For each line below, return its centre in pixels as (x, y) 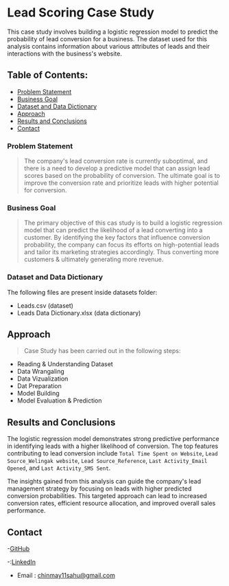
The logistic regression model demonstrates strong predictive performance (113, 439)
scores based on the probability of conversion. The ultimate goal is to (122, 176)
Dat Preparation (39, 386)
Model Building (38, 394)
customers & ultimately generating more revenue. (94, 260)
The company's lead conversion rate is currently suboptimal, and (116, 161)
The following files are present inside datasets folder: (82, 292)
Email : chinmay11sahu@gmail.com (66, 576)
